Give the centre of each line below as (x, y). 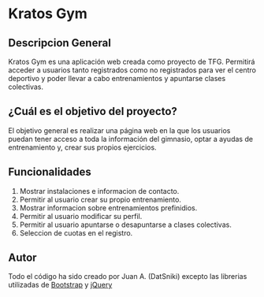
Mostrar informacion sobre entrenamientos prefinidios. (108, 208)
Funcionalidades (50, 172)
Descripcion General (60, 43)
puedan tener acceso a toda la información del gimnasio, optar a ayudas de (131, 139)
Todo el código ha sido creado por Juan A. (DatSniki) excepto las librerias (128, 277)
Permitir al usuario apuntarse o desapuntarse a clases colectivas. (126, 225)
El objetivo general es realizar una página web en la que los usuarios (119, 130)
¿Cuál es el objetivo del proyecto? (93, 111)
